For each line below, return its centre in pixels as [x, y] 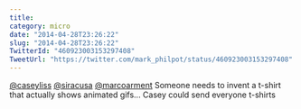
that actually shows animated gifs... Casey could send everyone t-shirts [142, 95]
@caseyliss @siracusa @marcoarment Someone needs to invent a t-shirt [146, 85]
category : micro [40, 26]
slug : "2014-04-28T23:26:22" [64, 43]
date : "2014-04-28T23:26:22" [64, 34]
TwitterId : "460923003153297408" [72, 51]
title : [22, 18]
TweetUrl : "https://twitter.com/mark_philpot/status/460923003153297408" [151, 59]
